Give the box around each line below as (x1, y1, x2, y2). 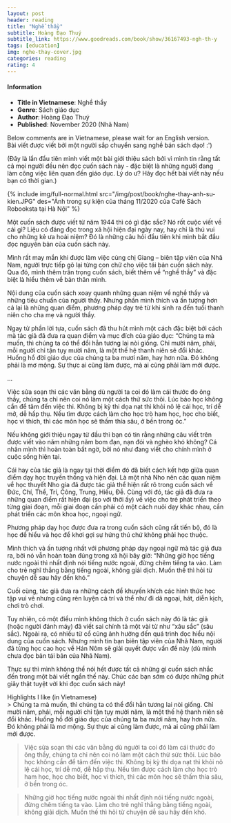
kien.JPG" (7, 197, 36, 205)
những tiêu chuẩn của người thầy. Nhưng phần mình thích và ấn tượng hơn (7, 296, 218, 304)
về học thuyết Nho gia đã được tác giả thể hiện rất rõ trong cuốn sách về (7, 480, 214, 489)
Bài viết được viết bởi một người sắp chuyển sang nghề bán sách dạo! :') (7, 141, 212, 149)
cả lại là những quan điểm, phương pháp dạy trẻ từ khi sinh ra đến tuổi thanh (7, 303, 224, 312)
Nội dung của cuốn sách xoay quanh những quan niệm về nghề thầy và (7, 288, 210, 297)
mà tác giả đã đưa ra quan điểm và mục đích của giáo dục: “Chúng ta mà (7, 331, 215, 339)
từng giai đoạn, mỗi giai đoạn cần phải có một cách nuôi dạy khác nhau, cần (7, 502, 224, 511)
